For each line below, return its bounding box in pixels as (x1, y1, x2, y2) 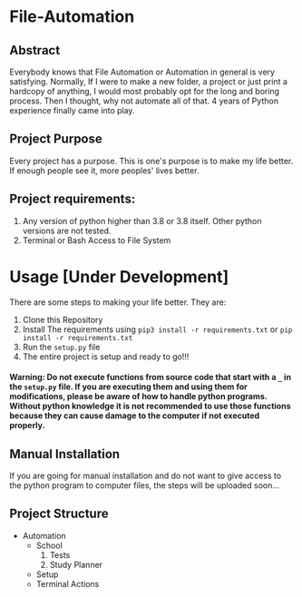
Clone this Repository (22, 314, 103, 325)
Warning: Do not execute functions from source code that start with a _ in (9, 372, 292, 383)
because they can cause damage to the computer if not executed (9, 410, 260, 421)
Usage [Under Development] (9, 266, 229, 287)
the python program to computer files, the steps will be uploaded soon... (9, 479, 279, 491)
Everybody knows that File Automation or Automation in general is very (9, 66, 275, 77)
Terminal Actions (35, 578, 100, 589)
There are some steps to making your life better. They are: (9, 297, 227, 308)
